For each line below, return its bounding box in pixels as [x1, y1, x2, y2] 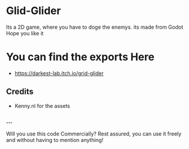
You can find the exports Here [6, 50, 154, 64]
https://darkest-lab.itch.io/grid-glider [14, 69, 104, 77]
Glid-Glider [6, 4, 61, 18]
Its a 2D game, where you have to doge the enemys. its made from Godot [6, 23, 184, 31]
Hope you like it [6, 29, 44, 36]
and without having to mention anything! [6, 136, 104, 143]
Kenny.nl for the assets [14, 102, 70, 109]
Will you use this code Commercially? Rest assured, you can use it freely [6, 130, 182, 137]
